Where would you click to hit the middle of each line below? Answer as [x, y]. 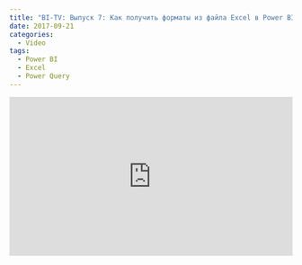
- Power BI [38, 59]
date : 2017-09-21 [42, 26]
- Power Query [44, 76]
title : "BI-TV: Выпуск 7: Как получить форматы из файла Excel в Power [146, 18]
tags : [19, 51]
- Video [32, 43]
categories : [31, 34]
